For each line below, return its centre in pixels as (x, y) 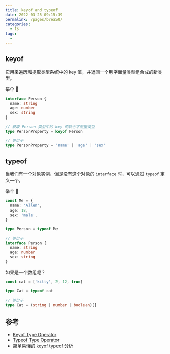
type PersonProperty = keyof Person (44, 131)
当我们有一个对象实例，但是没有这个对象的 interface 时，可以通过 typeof (82, 174)
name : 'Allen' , (26, 206)
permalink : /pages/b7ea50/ (34, 19)
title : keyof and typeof (32, 10)
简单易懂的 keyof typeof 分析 (43, 346)
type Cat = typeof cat (29, 291)
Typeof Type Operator (36, 340)
